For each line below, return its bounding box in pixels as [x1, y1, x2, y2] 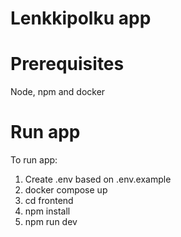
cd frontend [24, 195, 74, 207]
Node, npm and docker [10, 86, 106, 98]
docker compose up [24, 184, 108, 196]
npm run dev [24, 216, 78, 228]
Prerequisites [10, 53, 125, 76]
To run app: [10, 154, 58, 166]
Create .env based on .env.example [24, 173, 172, 186]
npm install [24, 205, 71, 217]
